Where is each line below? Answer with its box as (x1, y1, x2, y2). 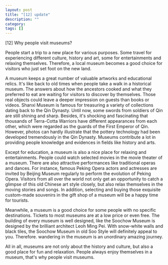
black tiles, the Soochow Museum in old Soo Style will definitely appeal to (5, 228, 157, 234)
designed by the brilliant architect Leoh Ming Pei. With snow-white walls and (5, 223, 163, 229)
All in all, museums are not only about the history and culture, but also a (5, 243, 153, 249)
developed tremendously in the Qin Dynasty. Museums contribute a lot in (5, 134, 156, 140)
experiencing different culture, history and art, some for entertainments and (5, 55, 161, 61)
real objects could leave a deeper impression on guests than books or (5, 97, 149, 103)
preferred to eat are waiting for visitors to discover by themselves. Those (5, 92, 156, 98)
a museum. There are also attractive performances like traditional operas (5, 160, 155, 166)
